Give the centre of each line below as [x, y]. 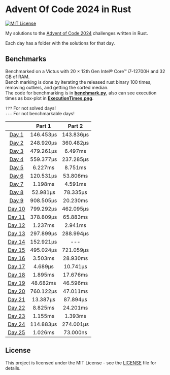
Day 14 [16, 242]
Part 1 [44, 126]
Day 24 [16, 324]
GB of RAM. [18, 77]
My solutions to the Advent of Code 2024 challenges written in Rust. [77, 33]
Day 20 [16, 291]
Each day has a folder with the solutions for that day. [60, 43]
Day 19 [16, 283]
